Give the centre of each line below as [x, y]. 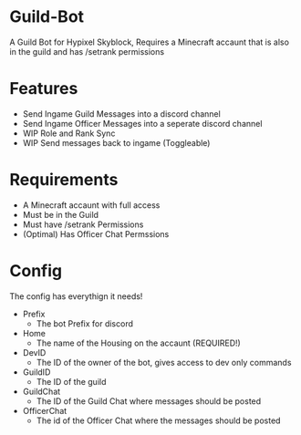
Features [44, 89]
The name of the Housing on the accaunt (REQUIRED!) [139, 343]
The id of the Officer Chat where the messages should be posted [158, 420]
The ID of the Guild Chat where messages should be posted [149, 401]
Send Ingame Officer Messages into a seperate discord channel [142, 123]
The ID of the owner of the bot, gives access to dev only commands [164, 362]
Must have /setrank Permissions [83, 224]
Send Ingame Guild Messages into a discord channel [121, 114]
